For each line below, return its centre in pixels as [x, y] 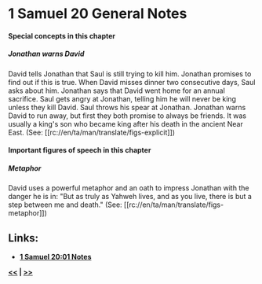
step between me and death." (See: [65, 205]
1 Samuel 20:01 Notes [55, 257]
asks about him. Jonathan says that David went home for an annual [116, 90]
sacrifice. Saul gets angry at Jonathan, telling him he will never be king [122, 98]
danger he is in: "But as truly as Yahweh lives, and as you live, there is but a [130, 197]
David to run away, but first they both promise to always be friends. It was [127, 116]
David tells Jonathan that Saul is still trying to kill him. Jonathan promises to [130, 74]
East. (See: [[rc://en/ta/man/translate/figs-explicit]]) [91, 132]
